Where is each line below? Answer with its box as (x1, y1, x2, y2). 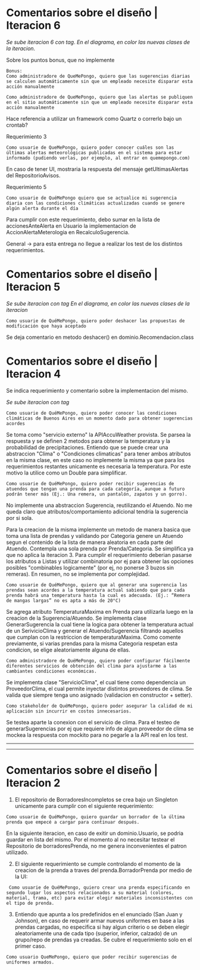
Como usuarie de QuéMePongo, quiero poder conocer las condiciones (6, 410, 177, 416)
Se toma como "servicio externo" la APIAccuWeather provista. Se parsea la (6, 431, 191, 438)
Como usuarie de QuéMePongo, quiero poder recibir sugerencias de (6, 481, 174, 486)
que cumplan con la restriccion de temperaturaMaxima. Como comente (6, 634, 182, 641)
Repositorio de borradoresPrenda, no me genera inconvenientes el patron (6, 842, 187, 849)
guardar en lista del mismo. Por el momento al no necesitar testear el (6, 836, 175, 843)
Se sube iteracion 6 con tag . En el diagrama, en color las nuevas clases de (6, 38, 190, 45)
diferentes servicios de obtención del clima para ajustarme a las (6, 663, 177, 669)
